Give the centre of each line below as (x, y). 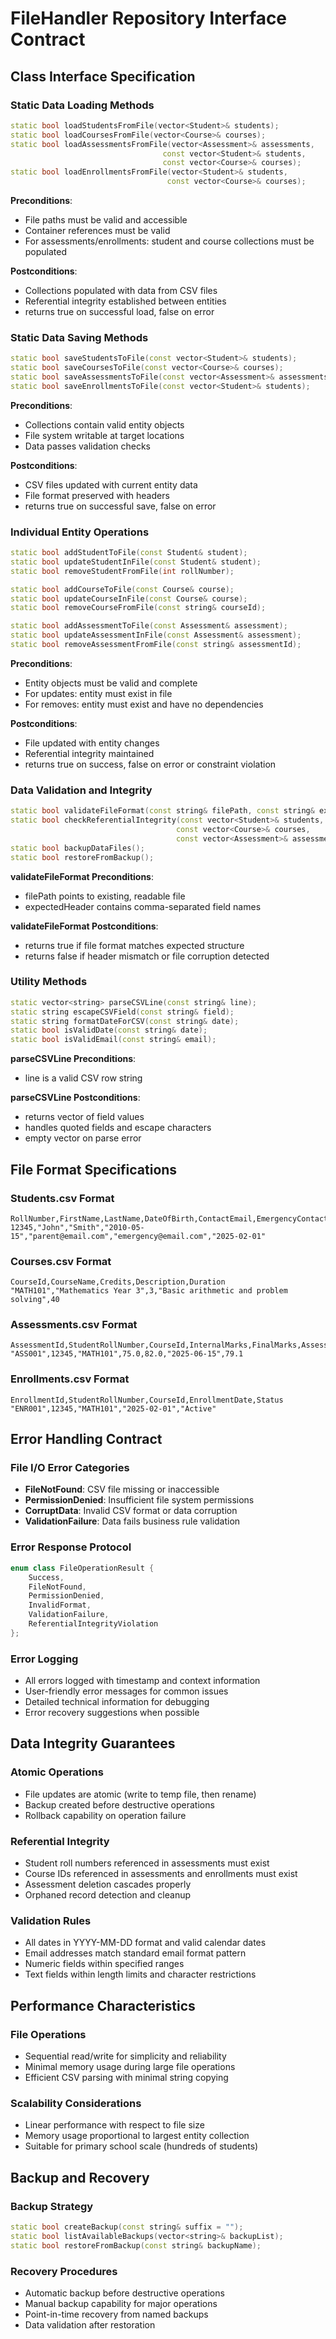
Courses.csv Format (61, 1261)
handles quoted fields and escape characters (118, 1128)
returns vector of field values (84, 1117)
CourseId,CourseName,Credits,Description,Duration (118, 1282)
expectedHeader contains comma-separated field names (143, 906)
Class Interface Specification (103, 76)
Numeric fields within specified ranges (104, 1964)
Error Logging (44, 1659)
